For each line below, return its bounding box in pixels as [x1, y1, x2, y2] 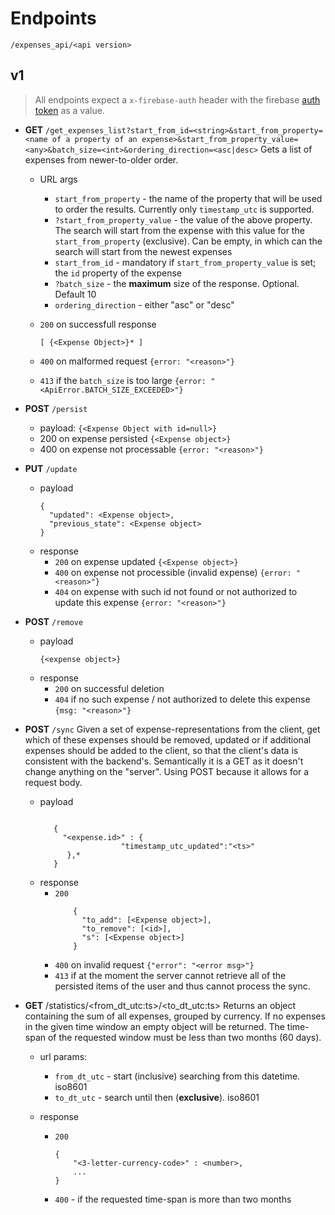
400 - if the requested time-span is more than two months [54, 1193, 292, 1205]
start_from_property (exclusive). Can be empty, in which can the [54, 235, 323, 247]
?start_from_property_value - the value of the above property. [54, 213, 313, 226]
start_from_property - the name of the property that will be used [54, 192, 323, 204]
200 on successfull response [39, 318, 157, 330]
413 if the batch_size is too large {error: [39, 374, 207, 386]
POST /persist [24, 402, 88, 414]
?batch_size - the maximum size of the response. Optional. [54, 277, 300, 289]
